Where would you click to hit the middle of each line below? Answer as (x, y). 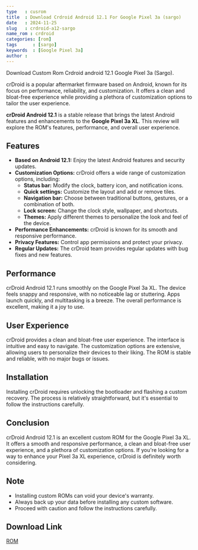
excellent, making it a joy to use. (45, 307)
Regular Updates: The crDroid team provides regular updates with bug (101, 249)
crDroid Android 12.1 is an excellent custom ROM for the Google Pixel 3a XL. (99, 437)
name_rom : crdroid (30, 34)
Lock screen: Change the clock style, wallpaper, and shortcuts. (101, 211)
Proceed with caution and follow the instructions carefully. (86, 508)
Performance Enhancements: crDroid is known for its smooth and (96, 230)
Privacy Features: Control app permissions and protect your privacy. (99, 242)
